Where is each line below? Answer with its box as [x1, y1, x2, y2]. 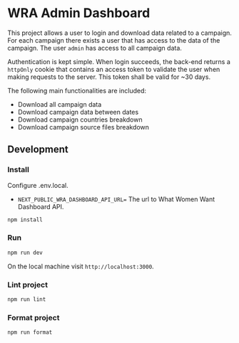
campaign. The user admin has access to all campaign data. [7, 43, 182, 52]
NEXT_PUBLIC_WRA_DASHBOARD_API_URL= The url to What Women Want [17, 194, 215, 204]
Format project [7, 312, 60, 322]
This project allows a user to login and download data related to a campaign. [7, 28, 232, 37]
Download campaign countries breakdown [17, 115, 143, 124]
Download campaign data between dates [17, 107, 139, 116]
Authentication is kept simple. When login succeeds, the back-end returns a [7, 57, 230, 65]
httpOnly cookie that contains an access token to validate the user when [7, 65, 220, 73]
